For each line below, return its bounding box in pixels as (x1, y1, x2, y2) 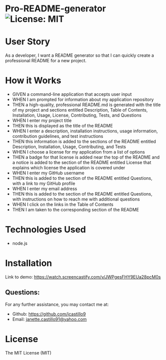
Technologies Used (5, 224, 86, 235)
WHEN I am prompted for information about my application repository (12, 97, 154, 103)
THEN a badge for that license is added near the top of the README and (12, 154, 160, 160)
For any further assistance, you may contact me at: (5, 301, 109, 307)
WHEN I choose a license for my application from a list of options (12, 149, 145, 155)
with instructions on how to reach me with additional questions (12, 196, 140, 202)
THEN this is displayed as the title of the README (12, 123, 113, 129)
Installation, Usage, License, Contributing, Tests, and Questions (12, 112, 142, 119)
